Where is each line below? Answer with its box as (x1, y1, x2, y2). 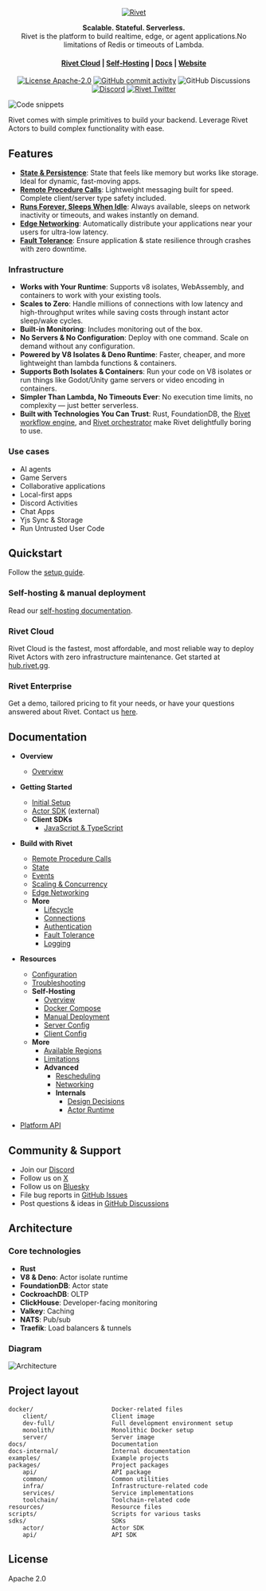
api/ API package (22, 1467, 151, 1476)
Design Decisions (67, 1097, 125, 1106)
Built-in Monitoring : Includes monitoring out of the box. (19, 324, 203, 334)
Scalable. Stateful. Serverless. (82, 23, 186, 32)
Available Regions (43, 1046, 102, 1055)
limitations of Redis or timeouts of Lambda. (63, 40, 205, 49)
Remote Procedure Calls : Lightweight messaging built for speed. (19, 185, 233, 194)
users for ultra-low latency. (19, 227, 109, 237)
